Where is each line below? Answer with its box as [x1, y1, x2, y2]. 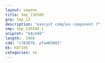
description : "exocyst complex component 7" [5, 21, 100, 27]
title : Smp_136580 [5, 12, 44, 17]
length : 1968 [5, 36, 35, 41]
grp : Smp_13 [5, 17, 30, 22]
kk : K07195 [5, 45, 28, 50]
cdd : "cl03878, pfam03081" [5, 41, 62, 46]
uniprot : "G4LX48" [5, 31, 44, 36]
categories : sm [5, 50, 37, 55]
